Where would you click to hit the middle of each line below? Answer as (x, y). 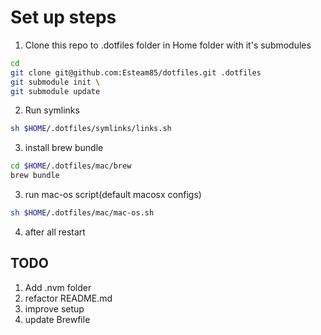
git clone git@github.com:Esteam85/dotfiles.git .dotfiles (136, 72)
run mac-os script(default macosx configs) (113, 195)
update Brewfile (57, 319)
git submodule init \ (55, 82)
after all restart (55, 232)
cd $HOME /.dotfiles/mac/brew (71, 166)
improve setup (54, 308)
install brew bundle (64, 148)
